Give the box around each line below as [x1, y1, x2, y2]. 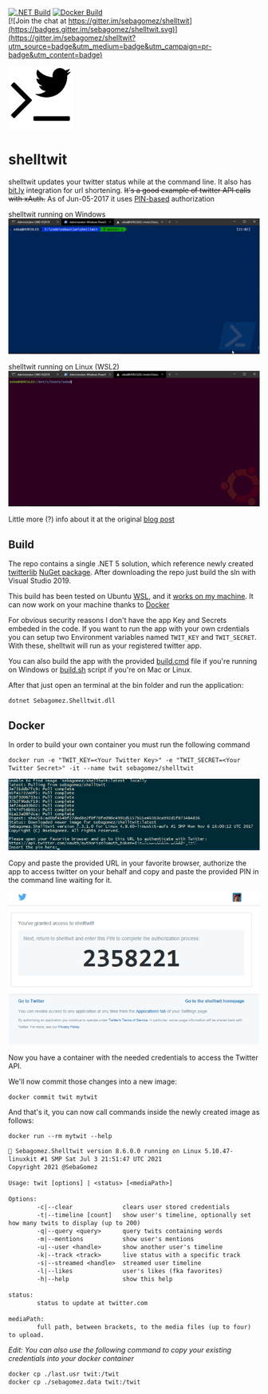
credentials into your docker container [8, 1353, 134, 1363]
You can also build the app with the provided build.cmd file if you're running [8, 657, 258, 666]
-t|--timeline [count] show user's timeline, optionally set [37, 1211, 251, 1219]
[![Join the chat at [8, 16, 67, 26]
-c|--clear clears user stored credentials [37, 1203, 230, 1211]
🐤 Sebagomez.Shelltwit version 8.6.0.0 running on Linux [8, 1147, 202, 1155]
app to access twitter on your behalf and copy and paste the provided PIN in [8, 866, 259, 876]
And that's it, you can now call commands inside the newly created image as [8, 1107, 260, 1116]
